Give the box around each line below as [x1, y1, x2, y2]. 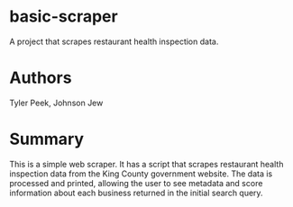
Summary [9, 129, 84, 149]
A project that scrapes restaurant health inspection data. [9, 36, 219, 47]
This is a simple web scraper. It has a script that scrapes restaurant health [9, 158, 284, 169]
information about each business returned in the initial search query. [9, 187, 263, 198]
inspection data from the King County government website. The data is [9, 168, 273, 179]
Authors [9, 67, 72, 88]
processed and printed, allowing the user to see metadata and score [9, 177, 263, 188]
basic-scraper [9, 6, 119, 27]
